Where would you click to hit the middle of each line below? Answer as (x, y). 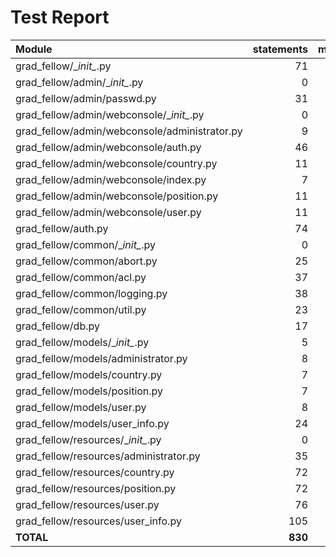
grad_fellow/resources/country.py (95, 472)
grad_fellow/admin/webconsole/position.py (117, 196)
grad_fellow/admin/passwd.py (86, 98)
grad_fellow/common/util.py (81, 309)
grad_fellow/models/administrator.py (101, 358)
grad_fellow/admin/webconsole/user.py (108, 212)
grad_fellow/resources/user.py (87, 504)
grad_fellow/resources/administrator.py (108, 456)
